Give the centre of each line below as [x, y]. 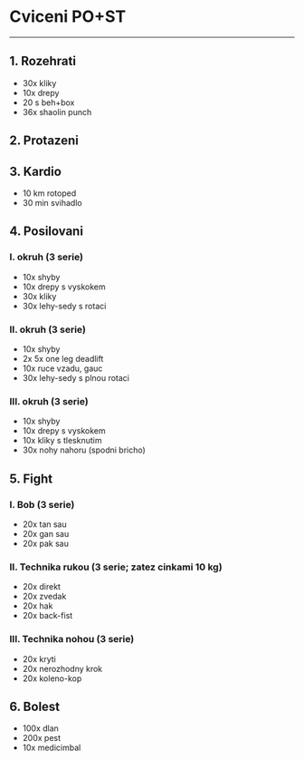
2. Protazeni [44, 141]
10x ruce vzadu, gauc [62, 368]
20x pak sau [46, 543]
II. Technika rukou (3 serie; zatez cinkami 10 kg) [116, 567]
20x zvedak [44, 597]
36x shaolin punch [57, 112]
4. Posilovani [47, 232]
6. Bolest [35, 706]
